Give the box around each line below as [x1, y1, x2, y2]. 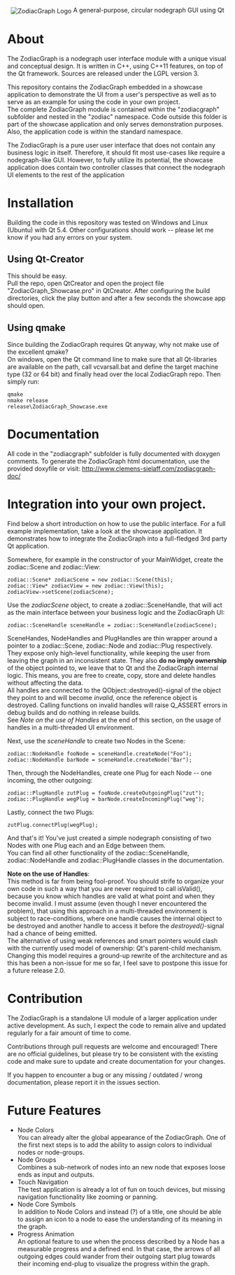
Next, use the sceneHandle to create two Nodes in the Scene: [7, 737, 185, 746]
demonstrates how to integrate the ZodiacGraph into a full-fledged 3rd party [7, 534, 227, 543]
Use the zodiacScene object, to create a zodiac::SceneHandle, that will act [7, 601, 222, 609]
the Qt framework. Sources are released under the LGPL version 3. [7, 69, 199, 78]
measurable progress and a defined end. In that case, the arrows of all [17, 1244, 220, 1253]
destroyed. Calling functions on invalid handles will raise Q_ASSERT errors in [7, 701, 228, 709]
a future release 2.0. [7, 967, 66, 975]
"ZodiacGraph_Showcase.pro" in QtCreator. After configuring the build [7, 287, 211, 295]
